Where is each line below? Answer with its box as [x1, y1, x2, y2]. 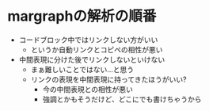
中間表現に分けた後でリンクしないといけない [18, 55, 165, 64]
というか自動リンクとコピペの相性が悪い [30, 44, 163, 54]
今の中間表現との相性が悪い [42, 84, 134, 94]
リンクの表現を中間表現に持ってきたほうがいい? [30, 75, 187, 84]
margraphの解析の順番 [7, 7, 157, 25]
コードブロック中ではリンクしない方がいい [18, 35, 158, 44]
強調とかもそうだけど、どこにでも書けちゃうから [42, 94, 202, 104]
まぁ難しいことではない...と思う [30, 64, 135, 74]
